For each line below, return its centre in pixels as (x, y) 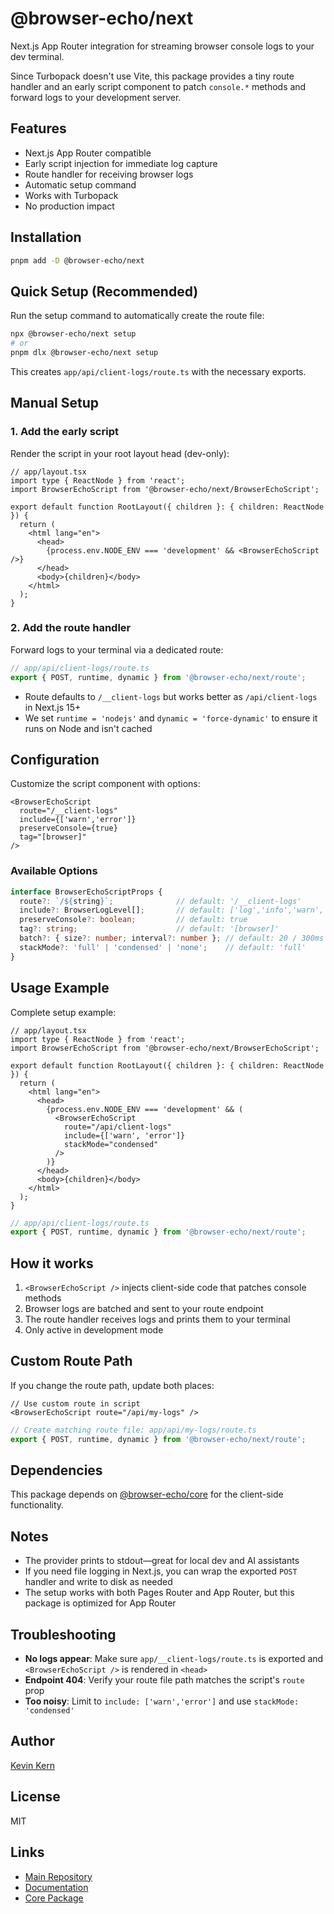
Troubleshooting (63, 1634)
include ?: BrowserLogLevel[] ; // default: (122, 910)
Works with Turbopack (71, 195)
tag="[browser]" (53, 837)
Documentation (56, 1887)
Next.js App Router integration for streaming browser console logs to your (162, 46)
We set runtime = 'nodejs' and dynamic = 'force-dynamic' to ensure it (171, 718)
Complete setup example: (63, 1012)
